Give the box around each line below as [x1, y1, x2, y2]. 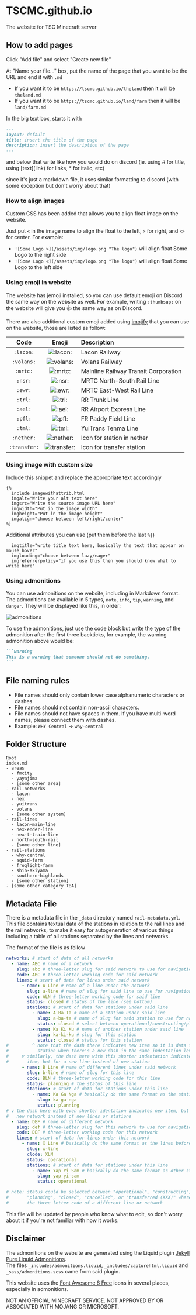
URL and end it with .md [6, 73, 62, 80]
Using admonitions [6, 576, 61, 584]
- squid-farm [11, 857, 43, 863]
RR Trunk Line [80, 395, 120, 404]
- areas [6, 765, 25, 771]
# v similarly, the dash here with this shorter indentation [6, 1054, 168, 1059]
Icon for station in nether [80, 433, 149, 442]
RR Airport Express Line [80, 405, 146, 413]
